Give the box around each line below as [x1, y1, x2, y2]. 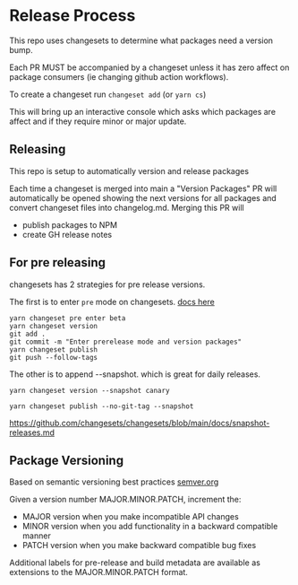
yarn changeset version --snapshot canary [9, 386, 170, 395]
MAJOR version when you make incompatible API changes [21, 511, 239, 522]
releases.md [9, 427, 55, 438]
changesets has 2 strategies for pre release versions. [9, 279, 206, 290]
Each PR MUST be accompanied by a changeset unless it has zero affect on [9, 62, 290, 73]
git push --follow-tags [9, 353, 98, 362]
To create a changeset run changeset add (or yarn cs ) [9, 89, 207, 100]
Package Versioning [9, 452, 123, 467]
